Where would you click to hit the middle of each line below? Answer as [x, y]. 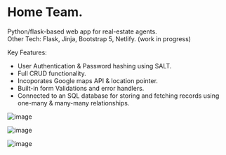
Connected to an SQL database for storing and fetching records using [118, 96]
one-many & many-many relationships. [73, 103]
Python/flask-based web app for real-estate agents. [82, 31]
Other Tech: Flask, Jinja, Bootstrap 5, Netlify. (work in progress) [99, 38]
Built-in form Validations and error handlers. [81, 88]
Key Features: [27, 52]
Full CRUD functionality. [52, 73]
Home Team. [45, 12]
